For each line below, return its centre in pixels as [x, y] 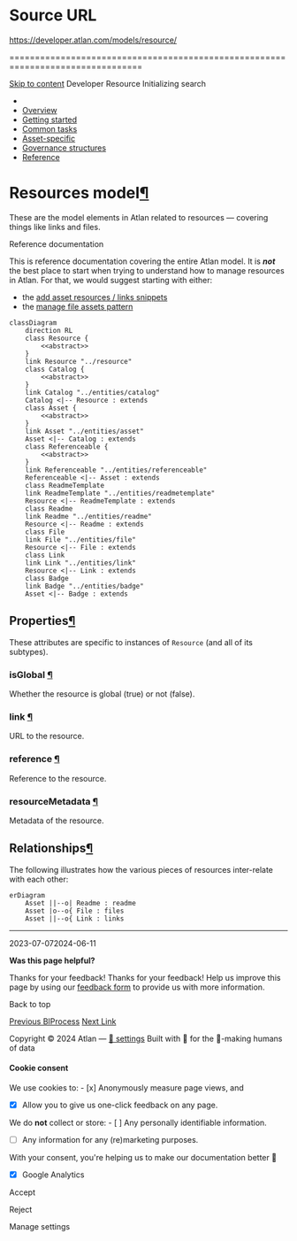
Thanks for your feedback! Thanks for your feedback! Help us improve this [145, 977]
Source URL [53, 15]
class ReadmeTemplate [65, 485]
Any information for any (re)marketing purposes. [110, 1139]
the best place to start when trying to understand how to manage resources [147, 270]
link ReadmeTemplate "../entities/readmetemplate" [120, 493]
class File [45, 532]
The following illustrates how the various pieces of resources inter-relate [141, 869]
